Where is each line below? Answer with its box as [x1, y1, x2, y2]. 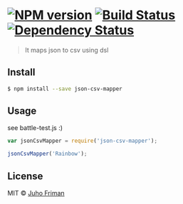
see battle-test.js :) [7, 124, 63, 132]
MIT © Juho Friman [7, 189, 66, 197]
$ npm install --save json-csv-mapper [7, 85, 122, 92]
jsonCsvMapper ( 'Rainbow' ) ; [7, 150, 88, 158]
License [7, 170, 43, 182]
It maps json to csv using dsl [24, 45, 109, 54]
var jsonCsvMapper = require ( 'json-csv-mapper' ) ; [7, 137, 158, 145]
